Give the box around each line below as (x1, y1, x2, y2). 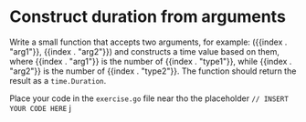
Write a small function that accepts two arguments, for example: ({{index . (9, 36, 288, 47)
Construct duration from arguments (9, 6, 286, 27)
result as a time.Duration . (9, 75, 107, 86)
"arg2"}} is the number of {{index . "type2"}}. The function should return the (9, 66, 297, 76)
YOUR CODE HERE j (9, 102, 71, 113)
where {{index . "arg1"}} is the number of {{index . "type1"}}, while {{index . (9, 56, 292, 66)
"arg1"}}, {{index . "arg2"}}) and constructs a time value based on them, (9, 46, 280, 56)
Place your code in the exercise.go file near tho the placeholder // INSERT (9, 93, 290, 104)
